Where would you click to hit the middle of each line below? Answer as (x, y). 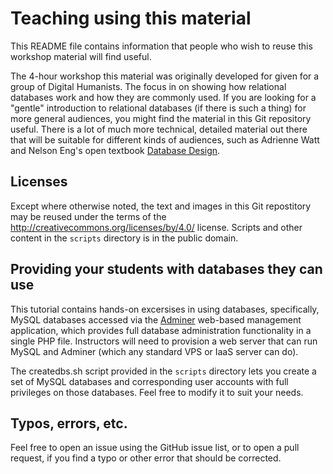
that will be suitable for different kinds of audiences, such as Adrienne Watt (165, 139)
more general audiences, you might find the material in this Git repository (161, 118)
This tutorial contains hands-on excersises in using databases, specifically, (165, 309)
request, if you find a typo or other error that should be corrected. (146, 458)
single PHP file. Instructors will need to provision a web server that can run (164, 341)
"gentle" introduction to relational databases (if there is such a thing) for (158, 108)
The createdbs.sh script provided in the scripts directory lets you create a (163, 371)
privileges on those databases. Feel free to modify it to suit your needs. (157, 392)
